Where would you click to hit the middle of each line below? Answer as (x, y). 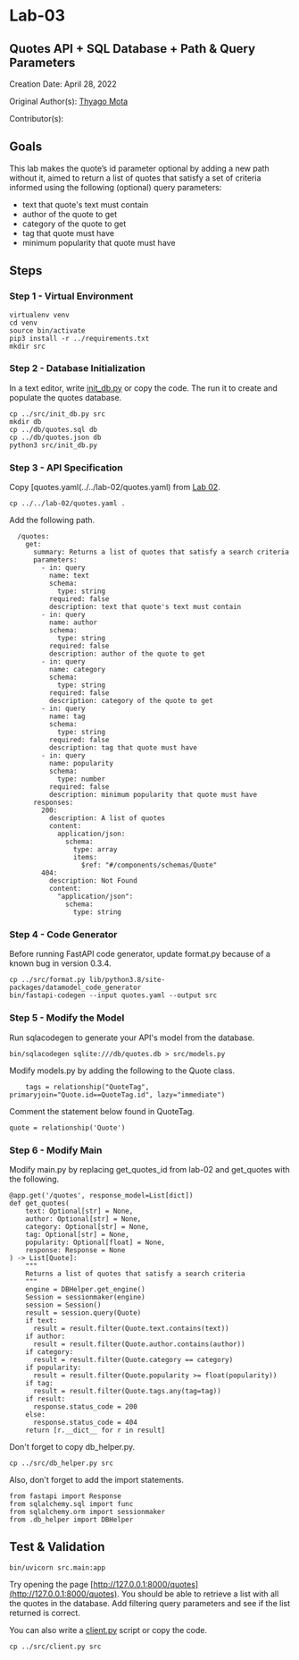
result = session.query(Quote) (83, 1313)
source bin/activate (48, 330)
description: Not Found (93, 881)
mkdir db (25, 421)
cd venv (24, 323)
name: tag (67, 716)
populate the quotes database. (66, 397)
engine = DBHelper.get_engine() (85, 1289)
